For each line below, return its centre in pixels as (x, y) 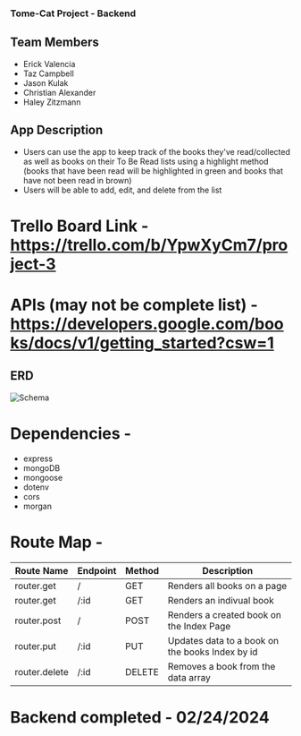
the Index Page (199, 626)
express (38, 458)
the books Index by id (213, 652)
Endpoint (97, 570)
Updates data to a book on (223, 640)
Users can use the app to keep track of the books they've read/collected (157, 151)
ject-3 (33, 264)
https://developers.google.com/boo (147, 324)
